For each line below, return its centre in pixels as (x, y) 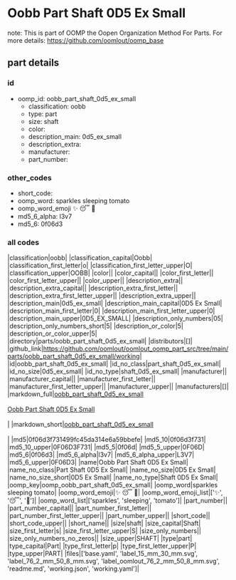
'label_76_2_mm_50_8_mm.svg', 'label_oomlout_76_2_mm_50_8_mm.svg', (114, 561)
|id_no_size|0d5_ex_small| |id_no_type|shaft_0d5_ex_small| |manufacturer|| (117, 371)
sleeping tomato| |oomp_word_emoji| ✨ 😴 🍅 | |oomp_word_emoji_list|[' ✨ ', (115, 492)
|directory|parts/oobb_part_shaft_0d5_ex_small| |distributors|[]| (100, 341)
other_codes (29, 177)
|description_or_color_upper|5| (52, 333)
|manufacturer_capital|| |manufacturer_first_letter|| (82, 379)
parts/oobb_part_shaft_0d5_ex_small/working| (75, 356)
